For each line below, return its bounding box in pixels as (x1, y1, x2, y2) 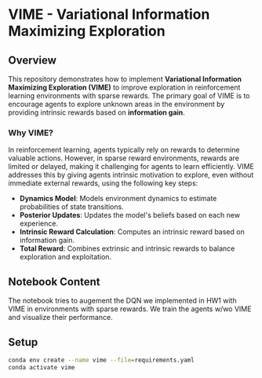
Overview (8, 53, 57, 67)
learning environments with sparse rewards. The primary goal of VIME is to (8, 91, 250, 100)
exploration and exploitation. (19, 252, 112, 262)
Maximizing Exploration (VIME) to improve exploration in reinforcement (8, 83, 241, 92)
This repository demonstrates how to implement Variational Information (8, 75, 242, 83)
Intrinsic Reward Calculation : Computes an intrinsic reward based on (19, 227, 245, 237)
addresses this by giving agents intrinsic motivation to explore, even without (8, 171, 254, 180)
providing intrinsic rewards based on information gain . (8, 108, 186, 117)
